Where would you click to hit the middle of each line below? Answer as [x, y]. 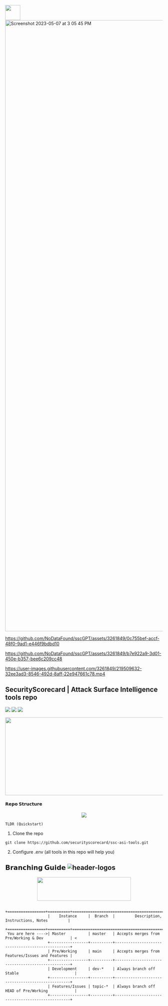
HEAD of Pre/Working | [41, 991]
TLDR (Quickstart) [24, 824]
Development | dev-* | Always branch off [104, 969]
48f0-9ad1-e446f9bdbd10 [32, 644]
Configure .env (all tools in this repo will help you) [63, 852]
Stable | [41, 973]
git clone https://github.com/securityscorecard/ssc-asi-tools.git [77, 843]
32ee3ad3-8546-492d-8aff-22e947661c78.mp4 [55, 674]
